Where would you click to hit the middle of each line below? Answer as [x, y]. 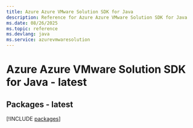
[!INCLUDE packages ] [33, 119]
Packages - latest [40, 104]
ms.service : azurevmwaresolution [48, 40]
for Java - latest [47, 82]
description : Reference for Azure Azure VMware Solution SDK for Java [97, 17]
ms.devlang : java [28, 34]
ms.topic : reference [32, 29]
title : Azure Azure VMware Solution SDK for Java [70, 12]
